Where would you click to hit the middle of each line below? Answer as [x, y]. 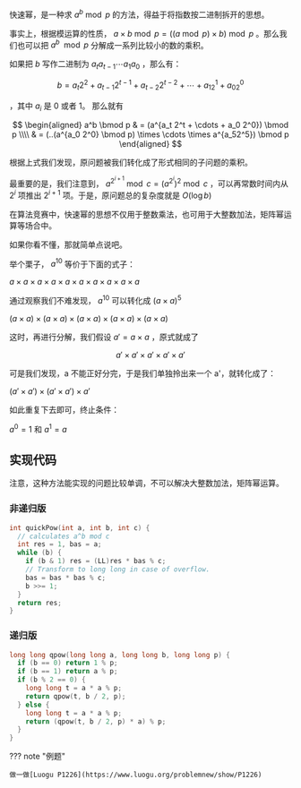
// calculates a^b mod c [64, 536]
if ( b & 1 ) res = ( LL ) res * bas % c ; [96, 561]
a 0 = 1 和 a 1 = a [38, 428]
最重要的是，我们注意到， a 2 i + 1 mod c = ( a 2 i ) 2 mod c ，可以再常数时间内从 [149, 182]
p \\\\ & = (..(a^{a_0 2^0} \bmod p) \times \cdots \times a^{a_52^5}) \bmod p [150, 134]
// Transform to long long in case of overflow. [118, 570]
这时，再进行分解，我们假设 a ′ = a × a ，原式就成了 [104, 337]
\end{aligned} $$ [150, 144]
